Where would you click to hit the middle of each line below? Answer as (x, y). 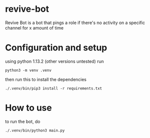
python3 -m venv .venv (28, 70)
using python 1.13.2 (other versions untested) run (55, 61)
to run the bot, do (23, 121)
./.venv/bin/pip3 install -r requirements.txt (54, 88)
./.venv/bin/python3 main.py (35, 130)
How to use (29, 108)
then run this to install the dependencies (46, 79)
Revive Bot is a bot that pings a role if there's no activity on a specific (75, 23)
